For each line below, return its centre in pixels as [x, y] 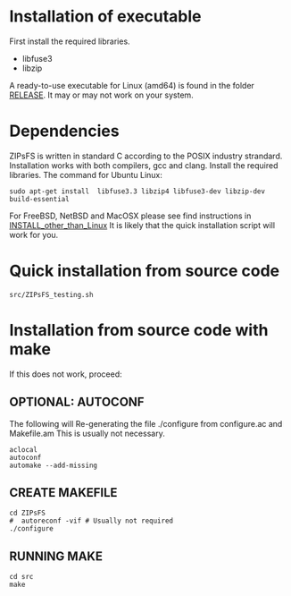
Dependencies [64, 131]
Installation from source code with [139, 330]
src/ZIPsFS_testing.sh [51, 294]
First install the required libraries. [70, 41]
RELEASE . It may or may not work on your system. [101, 95]
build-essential [39, 199]
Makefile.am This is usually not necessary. [87, 433]
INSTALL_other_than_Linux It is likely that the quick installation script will [142, 225]
